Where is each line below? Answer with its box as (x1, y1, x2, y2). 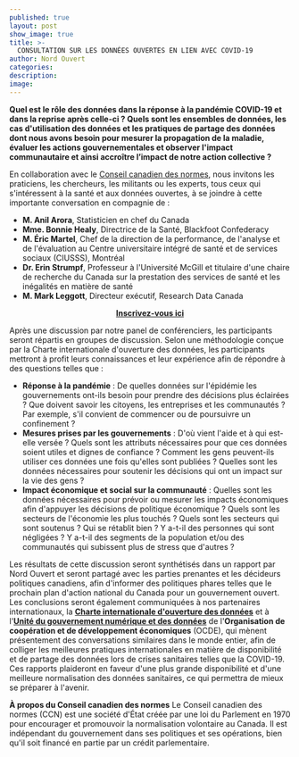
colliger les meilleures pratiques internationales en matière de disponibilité (9, 644, 283, 654)
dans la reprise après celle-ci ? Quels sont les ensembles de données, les (9, 113, 287, 124)
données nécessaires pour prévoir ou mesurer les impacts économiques (21, 494, 288, 504)
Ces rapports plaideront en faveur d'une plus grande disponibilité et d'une (9, 662, 282, 674)
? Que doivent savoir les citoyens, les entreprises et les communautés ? (21, 399, 286, 410)
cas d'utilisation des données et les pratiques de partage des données (9, 122, 276, 134)
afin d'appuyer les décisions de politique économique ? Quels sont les (21, 503, 280, 514)
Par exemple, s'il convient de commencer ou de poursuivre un (21, 408, 252, 420)
